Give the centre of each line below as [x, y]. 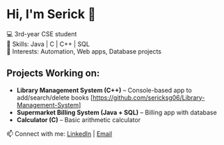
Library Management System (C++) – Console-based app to [104, 90]
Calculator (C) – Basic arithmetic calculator [78, 120]
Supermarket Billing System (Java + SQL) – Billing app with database [117, 112]
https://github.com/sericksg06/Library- [149, 98]
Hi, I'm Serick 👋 [51, 14]
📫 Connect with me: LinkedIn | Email [59, 133]
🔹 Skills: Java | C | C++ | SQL [48, 44]
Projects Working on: [53, 74]
